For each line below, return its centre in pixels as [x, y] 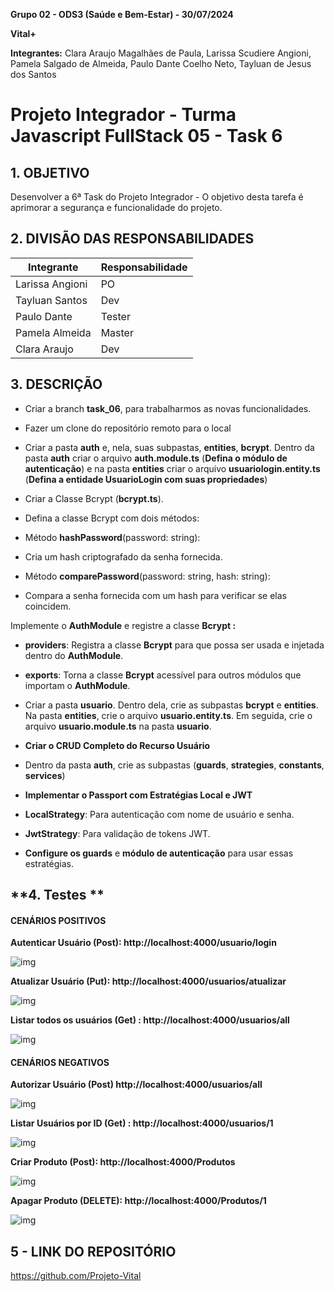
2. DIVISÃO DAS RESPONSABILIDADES [132, 239]
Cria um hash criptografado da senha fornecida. [123, 556]
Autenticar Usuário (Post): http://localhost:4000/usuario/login [143, 943]
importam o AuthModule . [77, 685]
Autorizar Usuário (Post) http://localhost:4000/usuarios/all [136, 1085]
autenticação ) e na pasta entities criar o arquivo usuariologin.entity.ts [172, 468]
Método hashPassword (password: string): [112, 537]
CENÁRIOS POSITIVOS [58, 920]
